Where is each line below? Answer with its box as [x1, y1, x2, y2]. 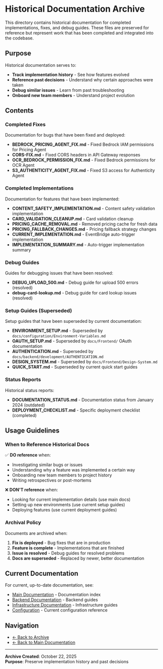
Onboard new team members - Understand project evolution [12, 92, 135, 98]
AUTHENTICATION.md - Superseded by [12, 349, 94, 354]
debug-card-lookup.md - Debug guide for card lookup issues [12, 290, 137, 296]
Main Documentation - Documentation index [12, 591, 101, 598]
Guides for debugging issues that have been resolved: [5, 270, 114, 276]
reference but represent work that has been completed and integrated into [5, 30, 154, 36]
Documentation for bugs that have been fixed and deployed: [5, 132, 126, 138]
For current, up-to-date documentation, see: [5, 582, 94, 588]
